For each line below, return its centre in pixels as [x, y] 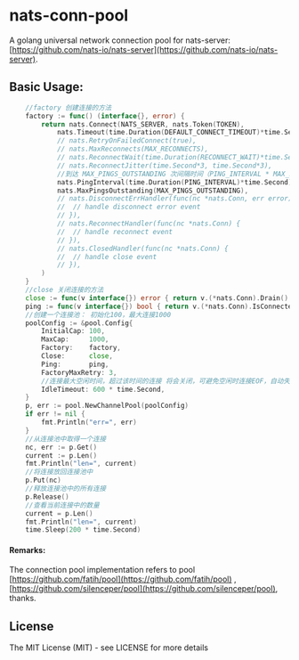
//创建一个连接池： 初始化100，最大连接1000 [98, 314]
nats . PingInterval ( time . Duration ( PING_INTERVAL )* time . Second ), [176, 182]
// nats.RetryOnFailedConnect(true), [127, 141]
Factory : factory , [81, 348]
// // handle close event [107, 257]
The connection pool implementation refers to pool [102, 570]
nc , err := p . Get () [61, 447]
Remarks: [28, 550]
